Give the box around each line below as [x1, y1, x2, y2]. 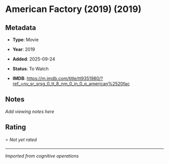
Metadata [5, 23, 36, 32]
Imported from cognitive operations [5, 152, 79, 158]
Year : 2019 [12, 46, 35, 52]
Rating [5, 123, 26, 131]
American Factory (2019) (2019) [5, 3, 142, 15]
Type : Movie [12, 36, 39, 42]
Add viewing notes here [5, 108, 54, 114]
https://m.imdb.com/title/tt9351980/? [27, 75, 103, 81]
